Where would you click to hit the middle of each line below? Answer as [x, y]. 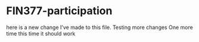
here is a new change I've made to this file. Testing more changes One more [100, 27]
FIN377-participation [59, 11]
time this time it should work [41, 33]
